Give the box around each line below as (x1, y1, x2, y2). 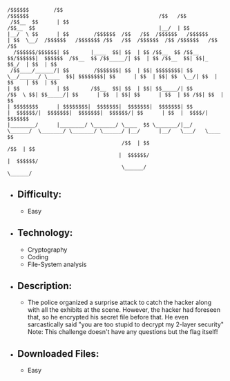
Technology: (17, 227, 73, 239)
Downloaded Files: (17, 348, 99, 360)
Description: (17, 280, 73, 292)
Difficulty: (17, 189, 62, 201)
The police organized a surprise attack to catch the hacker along (27, 298, 212, 307)
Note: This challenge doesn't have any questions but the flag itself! (27, 328, 218, 336)
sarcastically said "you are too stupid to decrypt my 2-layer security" (27, 320, 224, 328)
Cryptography (27, 245, 68, 254)
